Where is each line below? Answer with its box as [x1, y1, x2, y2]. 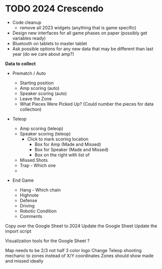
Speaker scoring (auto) [19, 90, 67, 96]
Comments [19, 213, 43, 219]
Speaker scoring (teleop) [19, 131, 71, 136]
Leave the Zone [19, 95, 52, 102]
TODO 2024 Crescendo [5, 3, 104, 14]
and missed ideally [5, 258, 44, 264]
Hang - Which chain [19, 187, 61, 193]
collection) [19, 106, 42, 112]
